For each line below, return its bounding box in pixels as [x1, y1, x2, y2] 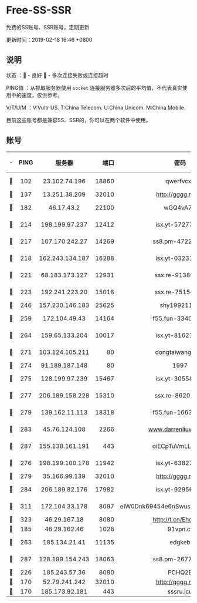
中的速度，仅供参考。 [11, 92, 63, 99]
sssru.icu [167, 587, 193, 595]
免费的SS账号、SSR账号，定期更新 [6, 23, 90, 31]
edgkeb [169, 538, 191, 546]
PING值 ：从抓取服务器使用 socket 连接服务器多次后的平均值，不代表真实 [6, 84, 183, 91]
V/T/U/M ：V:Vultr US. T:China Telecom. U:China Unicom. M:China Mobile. [6, 104, 186, 111]
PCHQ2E [168, 568, 192, 576]
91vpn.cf [167, 525, 193, 533]
